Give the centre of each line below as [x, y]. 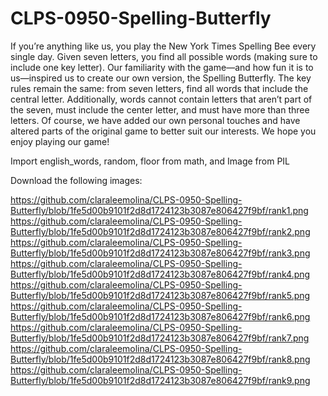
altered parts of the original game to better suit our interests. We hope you [163, 131]
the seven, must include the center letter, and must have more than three [160, 109]
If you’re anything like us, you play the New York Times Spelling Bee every [163, 46]
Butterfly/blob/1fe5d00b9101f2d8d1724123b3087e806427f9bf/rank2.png [160, 231]
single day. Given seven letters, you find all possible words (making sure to [164, 56]
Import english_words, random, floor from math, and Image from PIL [150, 161]
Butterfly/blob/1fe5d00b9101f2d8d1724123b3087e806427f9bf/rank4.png [160, 274]
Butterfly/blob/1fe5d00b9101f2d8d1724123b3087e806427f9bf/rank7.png [160, 338]
